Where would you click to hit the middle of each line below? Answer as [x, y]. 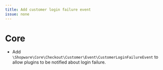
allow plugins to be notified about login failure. [59, 62]
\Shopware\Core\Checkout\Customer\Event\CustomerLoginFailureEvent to [85, 57]
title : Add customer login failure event [48, 10]
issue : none [17, 14]
